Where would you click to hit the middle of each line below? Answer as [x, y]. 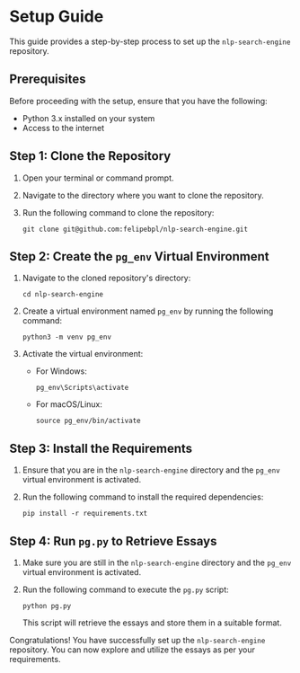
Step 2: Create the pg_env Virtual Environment [139, 257]
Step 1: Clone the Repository [90, 156]
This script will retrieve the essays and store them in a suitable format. [152, 623]
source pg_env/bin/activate [88, 421]
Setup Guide [57, 17]
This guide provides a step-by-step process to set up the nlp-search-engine [150, 41]
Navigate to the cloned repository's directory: [106, 278]
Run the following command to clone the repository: [118, 212]
